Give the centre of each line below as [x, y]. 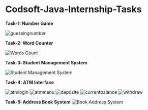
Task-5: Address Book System [38, 102]
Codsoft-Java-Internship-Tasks [73, 9]
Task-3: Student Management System [46, 62]
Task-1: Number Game [29, 23]
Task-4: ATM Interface [30, 82]
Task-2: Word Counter [29, 43]
